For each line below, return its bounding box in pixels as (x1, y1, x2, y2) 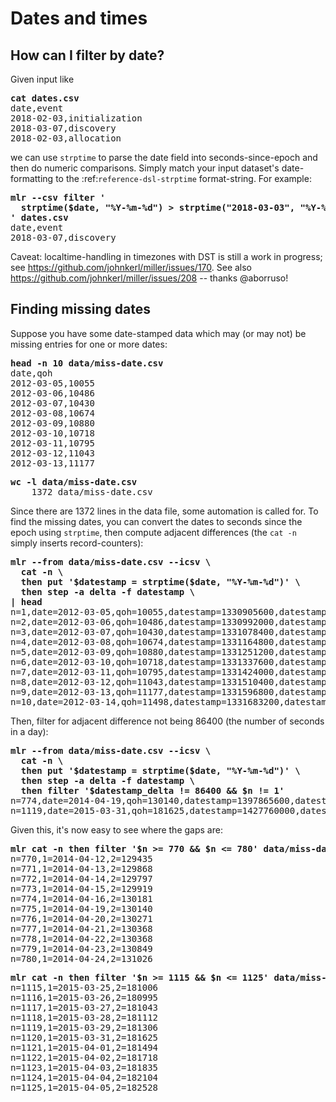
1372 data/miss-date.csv (31, 486, 153, 497)
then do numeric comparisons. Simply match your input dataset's (10, 162, 280, 174)
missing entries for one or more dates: (10, 338, 168, 350)
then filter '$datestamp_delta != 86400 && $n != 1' (20, 785, 285, 796)
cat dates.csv (10, 93, 80, 104)
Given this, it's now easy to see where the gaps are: (10, 823, 223, 836)
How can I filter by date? (10, 47, 165, 64)
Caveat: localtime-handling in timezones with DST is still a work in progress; (10, 251, 323, 262)
